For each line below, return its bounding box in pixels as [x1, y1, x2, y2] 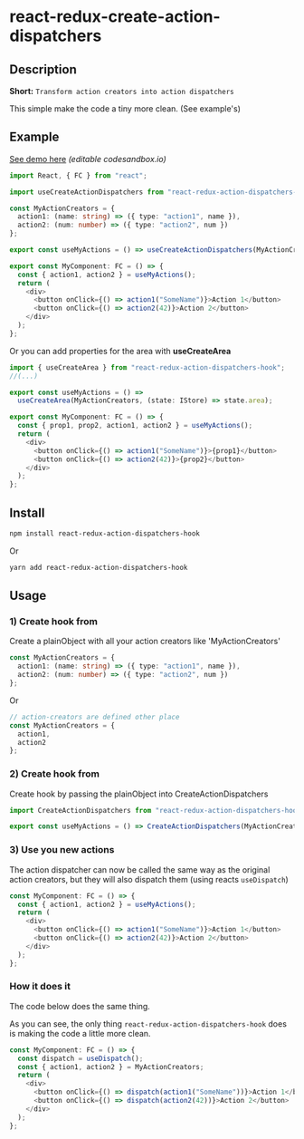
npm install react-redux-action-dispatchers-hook [9, 529, 201, 538]
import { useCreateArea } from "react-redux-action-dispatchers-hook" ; [9, 362, 285, 372]
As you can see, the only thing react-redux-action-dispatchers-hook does [9, 1018, 288, 1029]
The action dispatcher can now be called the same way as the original [9, 864, 271, 875]
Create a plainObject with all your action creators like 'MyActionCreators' [9, 636, 280, 647]
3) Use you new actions [9, 844, 115, 856]
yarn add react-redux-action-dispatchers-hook [9, 563, 188, 572]
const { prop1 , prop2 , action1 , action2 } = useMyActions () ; [17, 421, 253, 430]
